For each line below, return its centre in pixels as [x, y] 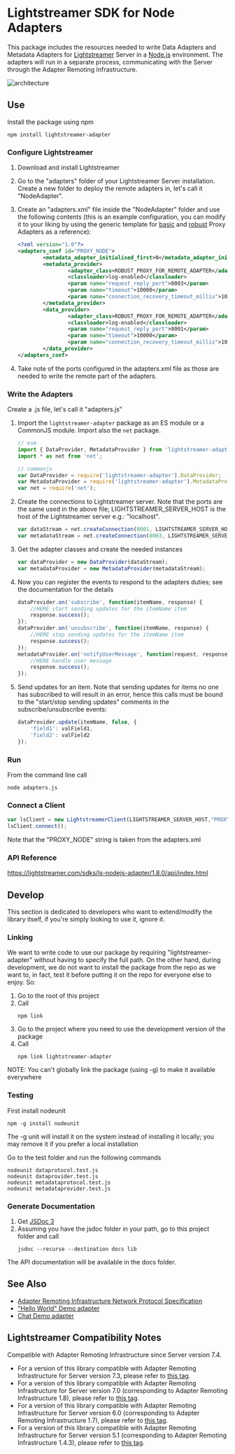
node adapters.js [33, 788]
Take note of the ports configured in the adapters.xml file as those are [118, 368]
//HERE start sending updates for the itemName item [109, 609]
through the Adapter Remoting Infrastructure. [72, 69]
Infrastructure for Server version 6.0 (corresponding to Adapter [108, 1413]
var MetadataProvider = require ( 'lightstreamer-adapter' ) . [105, 482]
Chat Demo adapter [46, 1315]
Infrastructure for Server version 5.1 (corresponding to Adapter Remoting [122, 1435]
